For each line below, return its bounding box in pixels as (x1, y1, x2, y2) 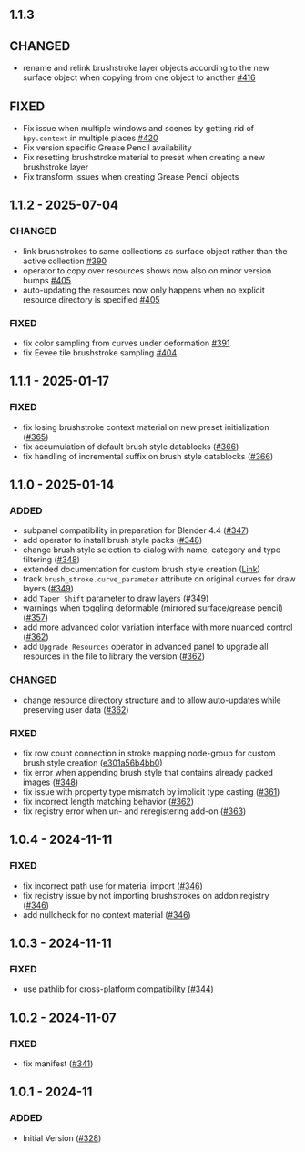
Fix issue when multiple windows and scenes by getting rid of (22, 123, 255, 134)
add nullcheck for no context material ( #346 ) (22, 909, 191, 920)
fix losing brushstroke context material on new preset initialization (22, 421, 269, 432)
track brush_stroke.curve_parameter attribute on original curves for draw (22, 573, 296, 584)
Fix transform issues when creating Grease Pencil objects (22, 171, 239, 182)
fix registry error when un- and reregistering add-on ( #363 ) (22, 806, 247, 817)
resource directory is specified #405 (22, 293, 161, 304)
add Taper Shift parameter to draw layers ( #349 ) (22, 592, 209, 604)
